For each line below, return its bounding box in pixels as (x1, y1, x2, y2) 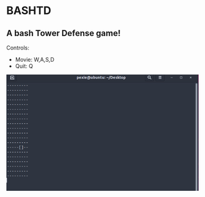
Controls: (6, 44, 29, 51)
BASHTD (6, 4, 52, 18)
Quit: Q (15, 62, 34, 70)
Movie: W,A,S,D (15, 56, 55, 63)
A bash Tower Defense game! (6, 28, 121, 38)
